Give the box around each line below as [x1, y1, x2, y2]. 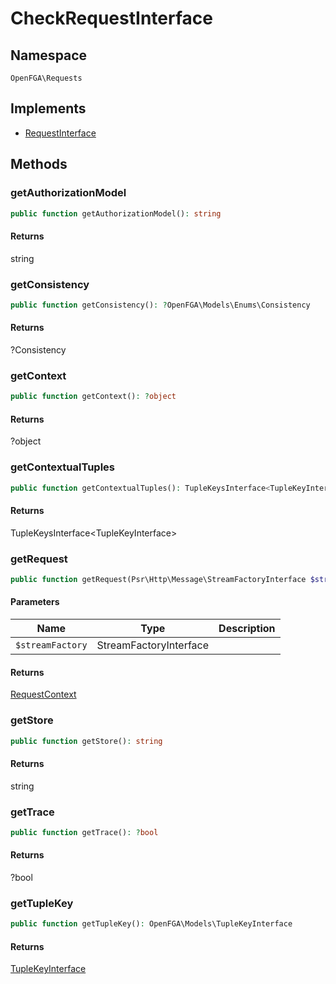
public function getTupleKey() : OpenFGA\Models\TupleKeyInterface [10, 919, 293, 929]
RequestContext [10, 688, 77, 701]
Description [218, 622, 276, 636]
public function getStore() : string [10, 736, 163, 746]
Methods [10, 156, 68, 173]
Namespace [10, 47, 88, 64]
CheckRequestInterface [10, 7, 213, 30]
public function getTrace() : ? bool [10, 827, 159, 837]
